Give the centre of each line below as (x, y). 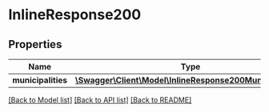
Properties (35, 44)
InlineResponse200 (75, 15)
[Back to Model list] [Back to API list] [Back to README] (100, 100)
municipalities (40, 80)
